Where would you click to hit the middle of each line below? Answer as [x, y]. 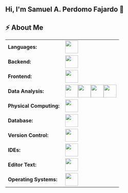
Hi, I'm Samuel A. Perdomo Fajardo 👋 [65, 9]
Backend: [20, 62]
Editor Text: [22, 165]
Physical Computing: [34, 106]
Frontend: [20, 76]
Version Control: [28, 135]
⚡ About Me [24, 27]
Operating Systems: [33, 180]
